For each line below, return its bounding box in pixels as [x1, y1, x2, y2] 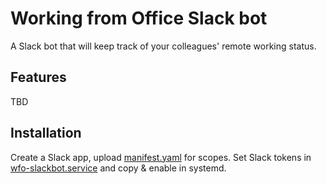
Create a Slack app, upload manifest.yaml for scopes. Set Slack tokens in [10, 151, 312, 163]
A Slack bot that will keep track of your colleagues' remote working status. [10, 40, 317, 52]
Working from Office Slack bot [10, 7, 268, 30]
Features [10, 69, 67, 86]
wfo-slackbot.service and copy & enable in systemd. [10, 162, 227, 174]
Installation [10, 125, 82, 142]
